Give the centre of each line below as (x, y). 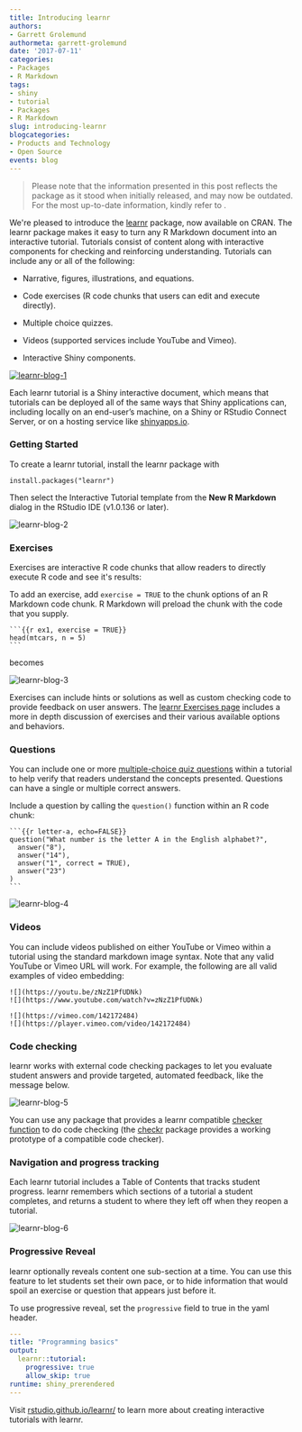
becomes (27, 662)
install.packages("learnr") (62, 480)
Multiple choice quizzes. (68, 323)
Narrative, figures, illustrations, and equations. (108, 278)
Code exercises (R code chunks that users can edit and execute (141, 296)
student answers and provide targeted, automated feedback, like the (137, 1075)
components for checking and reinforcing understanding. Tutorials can (141, 251)
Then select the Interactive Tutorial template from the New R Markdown (143, 497)
